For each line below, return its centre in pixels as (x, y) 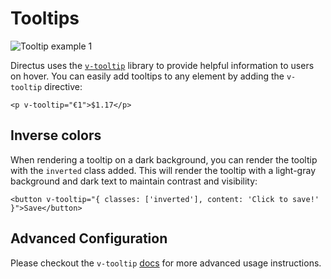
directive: (63, 86)
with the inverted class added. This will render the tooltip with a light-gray (163, 170)
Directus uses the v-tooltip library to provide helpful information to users (162, 65)
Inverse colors (56, 135)
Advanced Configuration (89, 238)
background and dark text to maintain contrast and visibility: (134, 181)
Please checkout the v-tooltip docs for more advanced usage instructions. (166, 263)
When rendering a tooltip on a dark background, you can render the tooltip (164, 159)
